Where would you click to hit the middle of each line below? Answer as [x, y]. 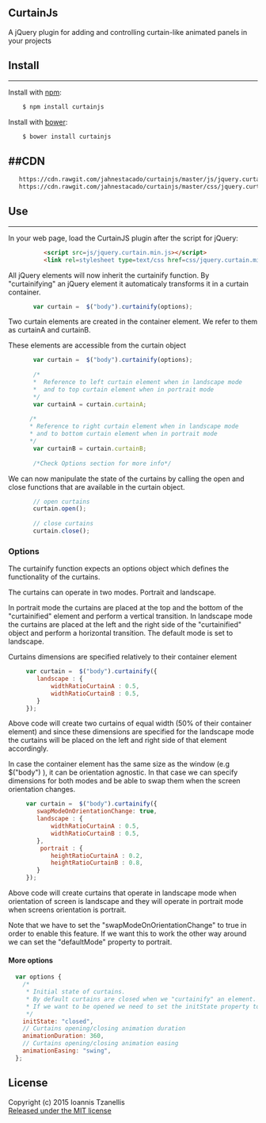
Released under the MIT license [60, 1110]
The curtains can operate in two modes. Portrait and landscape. [112, 592]
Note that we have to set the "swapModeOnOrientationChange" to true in [127, 925]
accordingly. [28, 748]
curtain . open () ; [60, 509]
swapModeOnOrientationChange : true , [97, 811]
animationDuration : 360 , [63, 1036]
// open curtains [61, 502]
